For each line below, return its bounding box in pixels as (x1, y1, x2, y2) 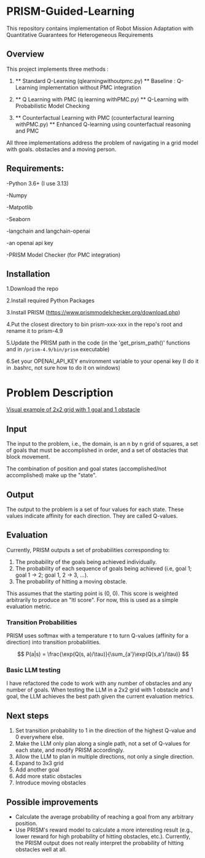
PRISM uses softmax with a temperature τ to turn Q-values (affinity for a (6, 632, 188, 639)
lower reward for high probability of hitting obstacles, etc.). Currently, (15, 832, 191, 840)
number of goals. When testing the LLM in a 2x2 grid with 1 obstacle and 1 (6, 686, 193, 693)
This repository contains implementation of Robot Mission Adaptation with (6, 25, 194, 32)
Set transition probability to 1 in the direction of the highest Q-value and (15, 727, 196, 735)
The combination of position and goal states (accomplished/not (6, 465, 167, 472)
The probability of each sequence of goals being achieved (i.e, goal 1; (15, 564, 192, 572)
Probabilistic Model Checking (15, 102, 90, 109)
